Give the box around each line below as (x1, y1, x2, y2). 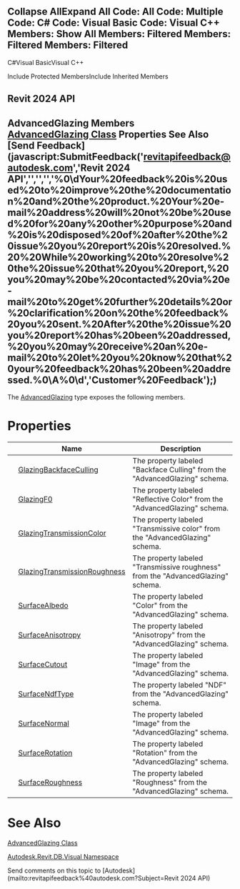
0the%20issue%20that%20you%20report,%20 (7, 262, 229, 274)
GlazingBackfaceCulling (18, 465, 99, 475)
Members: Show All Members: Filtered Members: (7, 28, 231, 40)
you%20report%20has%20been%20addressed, (7, 329, 231, 342)
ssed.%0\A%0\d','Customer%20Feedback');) (7, 374, 217, 386)
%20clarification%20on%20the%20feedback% (7, 307, 229, 319)
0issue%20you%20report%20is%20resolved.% (7, 239, 231, 252)
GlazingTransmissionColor (18, 528, 106, 538)
